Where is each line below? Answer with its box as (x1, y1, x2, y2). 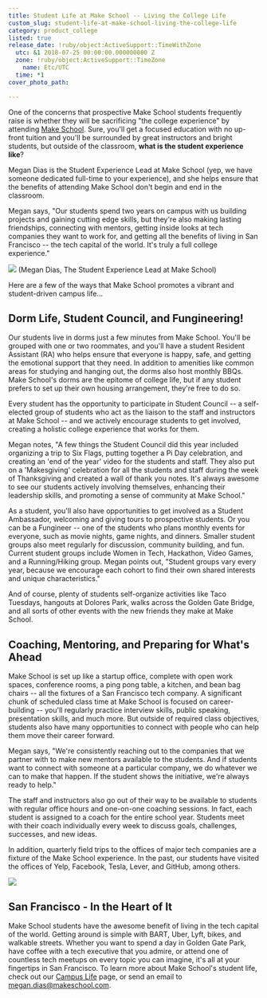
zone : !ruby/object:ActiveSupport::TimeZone (15, 57, 166, 65)
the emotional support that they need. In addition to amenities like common (8, 358, 254, 367)
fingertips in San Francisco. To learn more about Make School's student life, (8, 963, 257, 972)
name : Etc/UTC (22, 64, 69, 72)
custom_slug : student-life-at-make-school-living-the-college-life (8, 19, 238, 27)
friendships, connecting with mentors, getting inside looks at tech (8, 222, 224, 232)
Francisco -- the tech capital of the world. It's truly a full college (8, 240, 218, 249)
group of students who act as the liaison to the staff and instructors (34, 407, 256, 417)
